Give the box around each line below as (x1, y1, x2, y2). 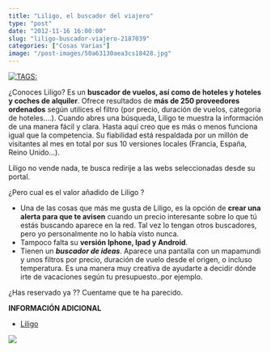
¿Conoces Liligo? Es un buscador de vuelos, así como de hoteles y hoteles (8, 87, 261, 97)
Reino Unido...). (8, 147, 61, 157)
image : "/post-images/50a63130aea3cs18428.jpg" (8, 49, 172, 57)
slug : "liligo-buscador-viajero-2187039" (8, 34, 150, 43)
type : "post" (8, 19, 53, 28)
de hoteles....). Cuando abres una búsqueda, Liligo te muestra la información (8, 113, 264, 122)
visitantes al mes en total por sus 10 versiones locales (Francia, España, (8, 139, 248, 148)
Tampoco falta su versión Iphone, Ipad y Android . (19, 238, 188, 247)
